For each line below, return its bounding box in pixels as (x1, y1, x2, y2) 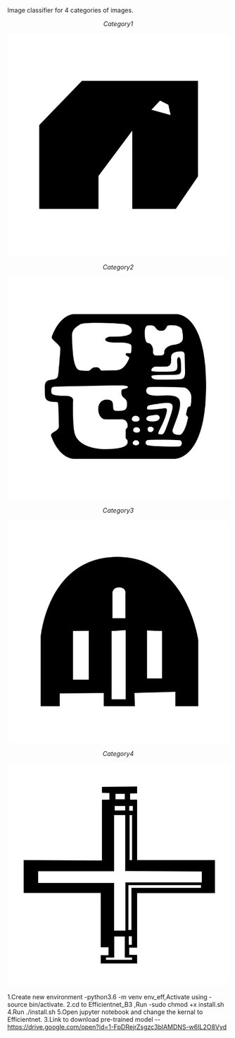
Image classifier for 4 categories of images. (7, 6, 134, 14)
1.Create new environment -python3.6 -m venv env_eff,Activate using (7, 993, 208, 1001)
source (7, 1001, 28, 1008)
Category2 (102, 263, 134, 271)
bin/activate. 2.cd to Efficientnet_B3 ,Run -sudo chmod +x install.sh (29, 1001, 224, 1008)
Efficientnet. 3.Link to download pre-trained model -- (7, 1015, 160, 1023)
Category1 (103, 20, 134, 28)
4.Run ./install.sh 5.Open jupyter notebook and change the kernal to (7, 1008, 203, 1016)
